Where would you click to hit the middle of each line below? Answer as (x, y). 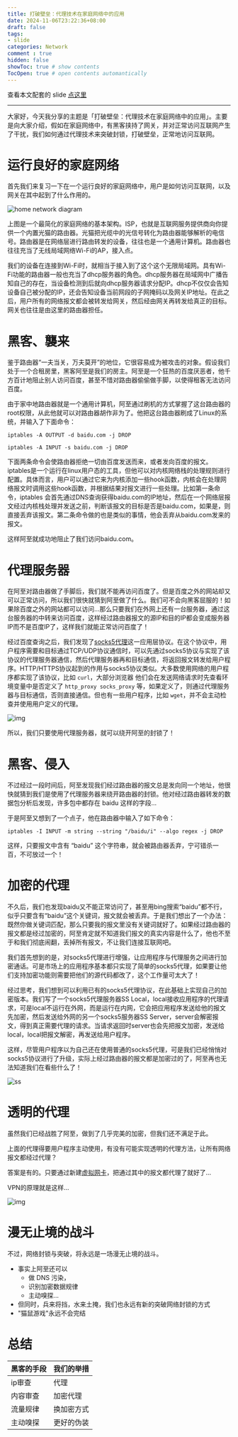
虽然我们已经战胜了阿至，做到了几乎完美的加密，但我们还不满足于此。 (110, 1134)
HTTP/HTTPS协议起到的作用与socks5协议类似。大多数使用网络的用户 (121, 669)
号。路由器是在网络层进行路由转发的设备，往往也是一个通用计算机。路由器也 (119, 241)
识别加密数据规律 (53, 1286)
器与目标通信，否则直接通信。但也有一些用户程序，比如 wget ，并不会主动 (114, 695)
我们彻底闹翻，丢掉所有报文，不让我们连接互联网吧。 (97, 942)
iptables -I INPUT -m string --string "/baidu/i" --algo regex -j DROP (115, 831)
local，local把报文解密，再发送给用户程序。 (71, 1034)
